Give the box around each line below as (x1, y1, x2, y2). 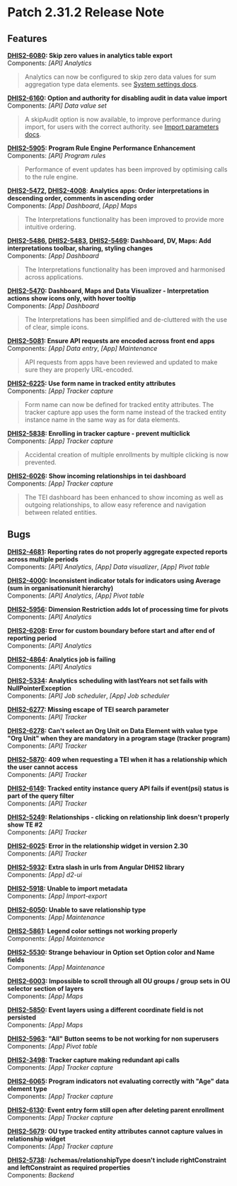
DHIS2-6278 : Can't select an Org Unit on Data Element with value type (7, 726, 218, 734)
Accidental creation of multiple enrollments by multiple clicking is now (24, 451, 229, 459)
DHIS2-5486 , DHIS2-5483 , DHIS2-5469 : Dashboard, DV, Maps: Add (7, 237, 212, 245)
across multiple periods (7, 554, 79, 564)
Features (7, 33, 47, 45)
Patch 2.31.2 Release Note (7, 4, 165, 21)
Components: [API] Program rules (7, 152, 106, 160)
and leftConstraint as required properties (7, 1163, 131, 1172)
